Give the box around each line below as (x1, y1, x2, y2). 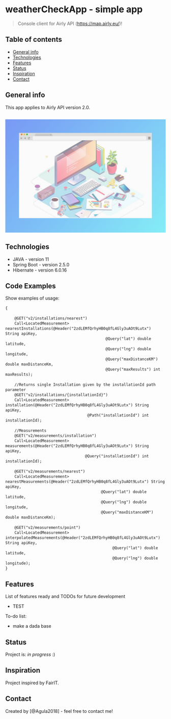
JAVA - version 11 (12, 256, 49, 262)
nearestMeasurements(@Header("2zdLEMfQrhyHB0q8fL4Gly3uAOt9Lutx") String (5, 479, 165, 484)
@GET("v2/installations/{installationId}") (14, 392, 108, 398)
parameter (5, 387, 26, 392)
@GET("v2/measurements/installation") (14, 433, 97, 438)
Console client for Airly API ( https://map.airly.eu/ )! (17, 20, 123, 27)
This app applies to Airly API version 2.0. (5, 104, 91, 110)
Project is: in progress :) (5, 652, 55, 658)
